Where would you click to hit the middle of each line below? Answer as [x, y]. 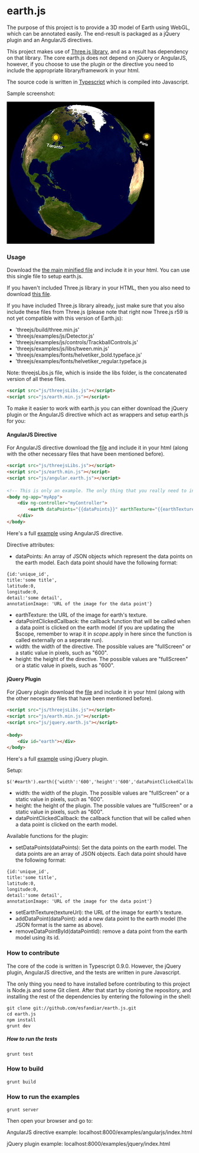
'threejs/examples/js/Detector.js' [55, 336]
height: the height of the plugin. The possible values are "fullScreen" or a [104, 806]
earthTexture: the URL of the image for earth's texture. [81, 615]
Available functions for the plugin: [48, 836]
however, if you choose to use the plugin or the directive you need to [90, 64]
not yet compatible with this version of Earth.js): [65, 318]
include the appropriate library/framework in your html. [74, 70]
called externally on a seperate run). [59, 640]
